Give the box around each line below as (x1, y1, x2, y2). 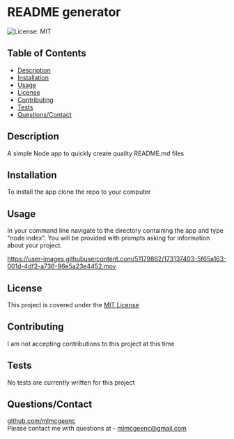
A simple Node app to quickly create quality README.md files (7, 149, 185, 157)
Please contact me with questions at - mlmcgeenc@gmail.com (7, 424, 187, 433)
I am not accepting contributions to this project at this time (7, 339, 175, 348)
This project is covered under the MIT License (7, 301, 139, 309)
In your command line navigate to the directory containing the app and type (7, 226, 224, 235)
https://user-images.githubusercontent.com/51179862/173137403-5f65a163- (7, 255, 227, 263)
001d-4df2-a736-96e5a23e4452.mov (7, 262, 116, 270)
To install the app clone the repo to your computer (7, 187, 151, 196)
